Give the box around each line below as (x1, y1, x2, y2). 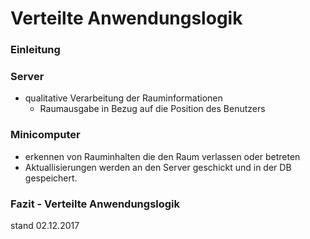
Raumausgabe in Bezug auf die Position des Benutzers (39, 103, 266, 115)
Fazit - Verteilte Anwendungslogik (10, 197, 181, 211)
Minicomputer (10, 128, 81, 142)
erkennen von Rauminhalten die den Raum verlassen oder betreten (24, 150, 301, 162)
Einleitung (10, 43, 61, 57)
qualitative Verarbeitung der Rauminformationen (24, 92, 223, 104)
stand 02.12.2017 (10, 220, 80, 231)
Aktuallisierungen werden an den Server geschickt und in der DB (24, 161, 292, 173)
